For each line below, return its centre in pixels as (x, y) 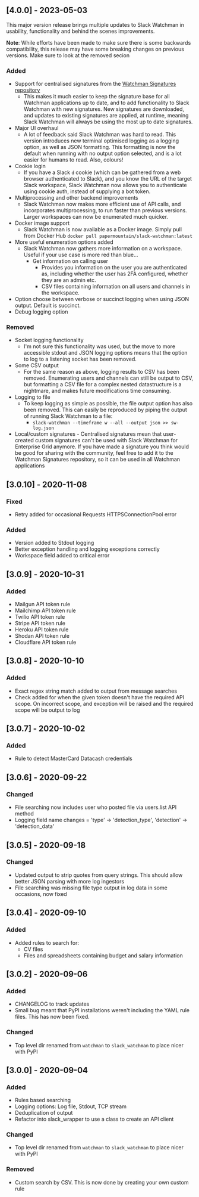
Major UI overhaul (37, 128)
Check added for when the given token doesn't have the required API (99, 697)
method (24, 814)
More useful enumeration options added (64, 242)
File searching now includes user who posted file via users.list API (96, 807)
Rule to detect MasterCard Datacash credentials (73, 759)
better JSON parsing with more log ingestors (70, 881)
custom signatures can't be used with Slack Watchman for (107, 441)
